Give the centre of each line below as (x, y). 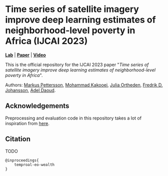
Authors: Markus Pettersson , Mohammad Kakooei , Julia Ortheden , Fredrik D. (84, 85)
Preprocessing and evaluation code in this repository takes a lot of (73, 118)
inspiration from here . (27, 123)
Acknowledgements (37, 106)
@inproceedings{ (22, 160)
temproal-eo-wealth (34, 164)
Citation (18, 139)
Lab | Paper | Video (25, 55)
